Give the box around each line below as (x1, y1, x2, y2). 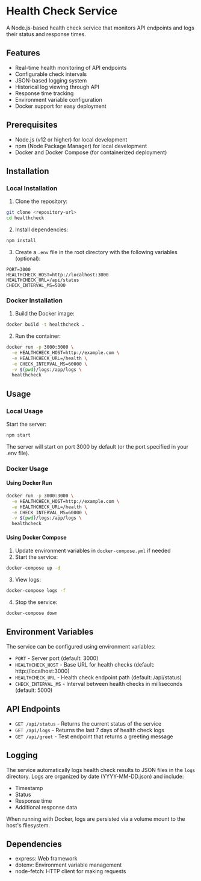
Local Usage (6, 406, 43, 415)
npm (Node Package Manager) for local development (14, 142, 147, 149)
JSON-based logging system (14, 76, 87, 84)
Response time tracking (14, 89, 74, 97)
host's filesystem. (6, 821, 50, 829)
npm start (6, 432, 31, 438)
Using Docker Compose (6, 534, 67, 541)
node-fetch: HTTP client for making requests (14, 868, 126, 875)
